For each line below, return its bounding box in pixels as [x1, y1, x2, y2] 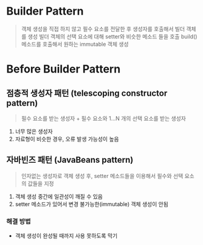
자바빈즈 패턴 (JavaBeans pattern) [6, 155, 134, 165]
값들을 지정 [27, 180, 54, 187]
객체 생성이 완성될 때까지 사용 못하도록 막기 [15, 232, 118, 240]
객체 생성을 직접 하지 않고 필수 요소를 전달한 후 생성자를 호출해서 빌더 [21, 25, 185, 32]
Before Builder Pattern [6, 62, 121, 76]
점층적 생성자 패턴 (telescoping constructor [6, 88, 168, 98]
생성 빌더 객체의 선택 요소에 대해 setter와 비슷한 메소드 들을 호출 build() [27, 32, 198, 40]
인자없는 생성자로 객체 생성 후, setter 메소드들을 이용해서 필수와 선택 [21, 172, 184, 179]
